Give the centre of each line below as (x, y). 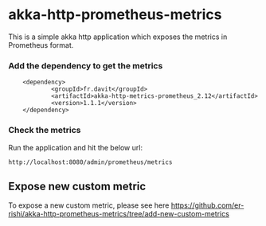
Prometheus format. (41, 45)
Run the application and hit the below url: (76, 147)
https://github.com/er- (207, 205)
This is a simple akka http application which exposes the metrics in (118, 37)
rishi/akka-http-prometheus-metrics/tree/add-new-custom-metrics (119, 214)
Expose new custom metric (77, 186)
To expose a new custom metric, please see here (89, 205)
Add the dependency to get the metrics (86, 65)
